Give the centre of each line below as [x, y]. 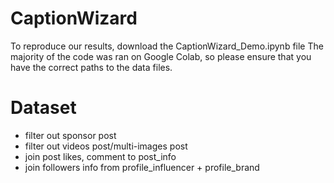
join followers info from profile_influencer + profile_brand [142, 167]
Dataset [43, 108]
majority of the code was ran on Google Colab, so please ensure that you [161, 56]
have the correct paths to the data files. [91, 67]
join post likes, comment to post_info [100, 156]
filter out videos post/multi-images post [106, 146]
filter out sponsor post [70, 135]
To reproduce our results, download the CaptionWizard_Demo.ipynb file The [167, 46]
